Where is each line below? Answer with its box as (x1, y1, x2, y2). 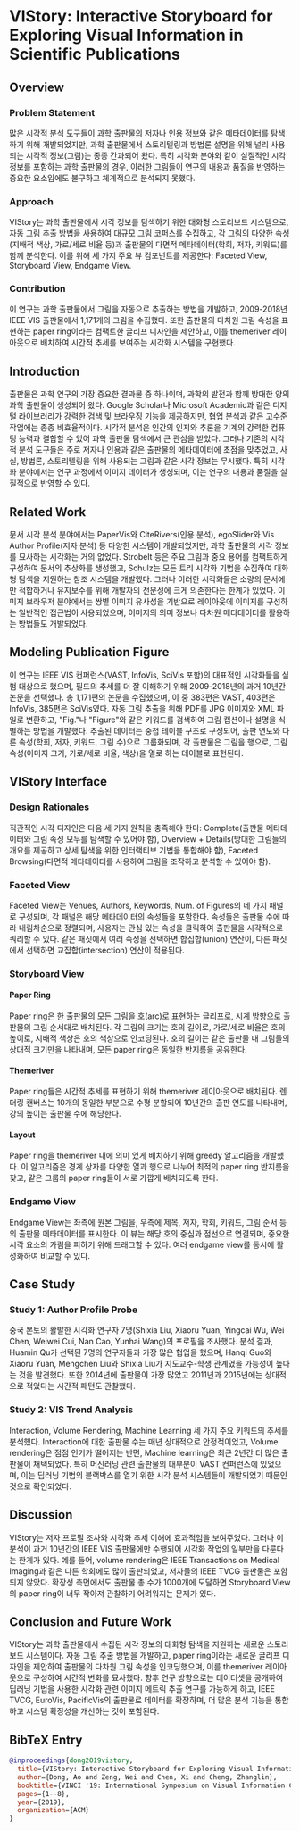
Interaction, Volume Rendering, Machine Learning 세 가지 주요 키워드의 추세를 (9, 1425, 289, 1436)
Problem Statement (9, 106, 96, 119)
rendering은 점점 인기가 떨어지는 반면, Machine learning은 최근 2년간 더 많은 (9, 1447, 279, 1458)
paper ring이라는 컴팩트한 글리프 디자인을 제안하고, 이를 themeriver (32, 326, 271, 337)
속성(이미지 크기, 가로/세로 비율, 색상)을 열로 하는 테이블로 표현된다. (9, 747, 244, 758)
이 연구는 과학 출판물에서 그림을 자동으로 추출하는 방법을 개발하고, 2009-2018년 (9, 304, 288, 314)
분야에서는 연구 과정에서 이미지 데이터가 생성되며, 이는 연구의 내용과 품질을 (18, 467, 279, 478)
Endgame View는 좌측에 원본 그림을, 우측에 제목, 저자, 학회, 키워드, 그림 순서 (9, 1217, 279, 1228)
